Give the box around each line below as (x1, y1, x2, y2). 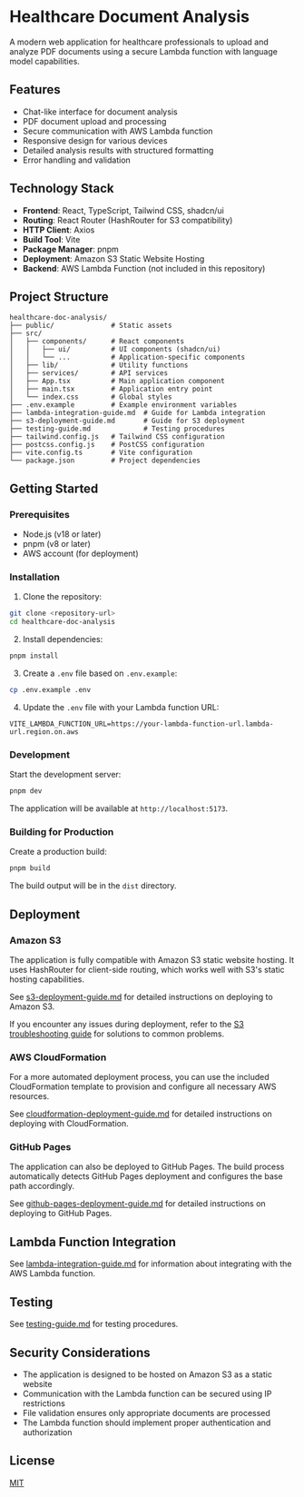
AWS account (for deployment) (22, 548, 139, 560)
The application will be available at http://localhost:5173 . (9, 803, 229, 814)
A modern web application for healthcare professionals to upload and (9, 36, 270, 47)
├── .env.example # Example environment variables (9, 401, 238, 410)
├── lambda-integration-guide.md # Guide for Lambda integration (9, 409, 266, 418)
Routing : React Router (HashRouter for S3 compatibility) (22, 214, 233, 225)
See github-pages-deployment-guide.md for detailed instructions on (9, 1198, 266, 1209)
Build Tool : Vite (22, 233, 81, 244)
